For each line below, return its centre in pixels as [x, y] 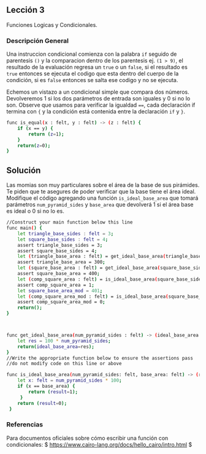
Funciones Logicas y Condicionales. [52, 25]
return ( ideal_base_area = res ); [56, 346]
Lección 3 [25, 10]
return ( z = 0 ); [34, 146]
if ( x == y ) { [35, 128]
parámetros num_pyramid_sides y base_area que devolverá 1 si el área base [100, 205]
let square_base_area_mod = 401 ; [60, 290]
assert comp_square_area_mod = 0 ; [61, 302]
